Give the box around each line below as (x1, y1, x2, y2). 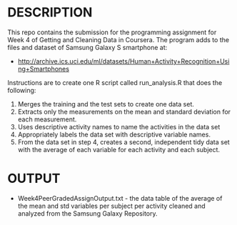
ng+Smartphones (17, 64, 70, 73)
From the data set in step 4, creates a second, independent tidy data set (17, 137, 230, 146)
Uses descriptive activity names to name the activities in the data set (17, 122, 221, 131)
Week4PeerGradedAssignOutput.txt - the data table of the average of (17, 194, 223, 202)
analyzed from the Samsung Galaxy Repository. (17, 209, 158, 218)
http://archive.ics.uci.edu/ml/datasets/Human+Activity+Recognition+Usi (17, 56, 230, 65)
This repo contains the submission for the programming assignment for (7, 28, 217, 36)
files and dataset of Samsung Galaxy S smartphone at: (7, 43, 168, 51)
